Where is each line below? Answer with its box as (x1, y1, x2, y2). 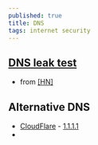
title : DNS (8, 19, 45, 27)
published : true (8, 11, 62, 20)
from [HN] (19, 77, 53, 87)
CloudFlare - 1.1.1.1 (19, 121, 79, 131)
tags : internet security (8, 26, 91, 34)
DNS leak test (8, 56, 77, 69)
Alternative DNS (8, 100, 90, 114)
